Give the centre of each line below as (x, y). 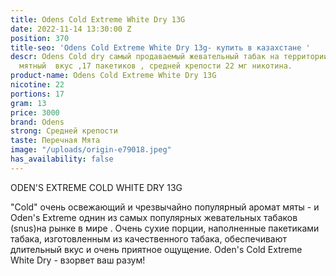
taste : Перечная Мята (55, 141)
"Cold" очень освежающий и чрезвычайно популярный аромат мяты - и (165, 207)
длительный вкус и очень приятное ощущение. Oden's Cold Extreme (156, 249)
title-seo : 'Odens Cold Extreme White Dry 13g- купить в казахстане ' (160, 47)
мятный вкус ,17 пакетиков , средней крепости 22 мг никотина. (156, 66)
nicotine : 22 (37, 85)
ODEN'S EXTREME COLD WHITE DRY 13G (96, 187)
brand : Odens (37, 122)
